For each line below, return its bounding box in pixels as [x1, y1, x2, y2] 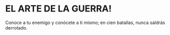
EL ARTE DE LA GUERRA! [5, 3, 112, 14]
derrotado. [5, 24, 28, 30]
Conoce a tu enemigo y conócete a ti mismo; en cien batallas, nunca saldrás [5, 19, 165, 25]
